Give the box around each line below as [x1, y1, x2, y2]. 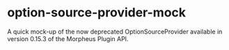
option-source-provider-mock [7, 5, 187, 21]
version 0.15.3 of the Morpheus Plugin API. [7, 34, 129, 42]
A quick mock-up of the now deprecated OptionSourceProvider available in [7, 27, 223, 36]
